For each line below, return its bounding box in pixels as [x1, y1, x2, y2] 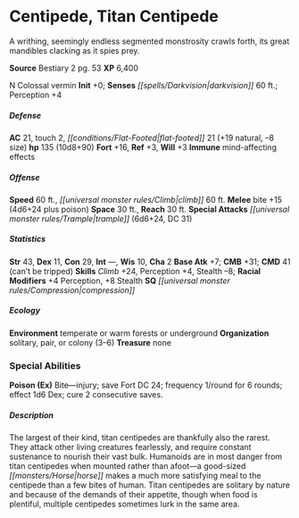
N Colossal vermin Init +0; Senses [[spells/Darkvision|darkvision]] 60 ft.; [9, 79, 278, 90]
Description [9, 409, 54, 421]
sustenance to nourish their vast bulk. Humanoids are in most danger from [9, 451, 283, 462]
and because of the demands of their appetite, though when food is [9, 489, 258, 500]
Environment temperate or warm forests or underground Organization [9, 328, 270, 338]
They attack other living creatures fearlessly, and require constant [9, 442, 252, 453]
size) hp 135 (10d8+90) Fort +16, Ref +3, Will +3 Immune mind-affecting [9, 141, 277, 153]
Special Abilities [9, 359, 81, 372]
